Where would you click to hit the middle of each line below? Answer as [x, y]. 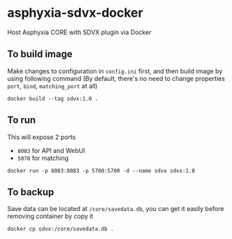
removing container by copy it [50, 216]
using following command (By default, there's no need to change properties [116, 78]
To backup [31, 192]
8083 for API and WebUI [51, 150]
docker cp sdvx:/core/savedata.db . [60, 229]
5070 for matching [43, 158]
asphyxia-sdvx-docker [75, 13]
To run [22, 120]
